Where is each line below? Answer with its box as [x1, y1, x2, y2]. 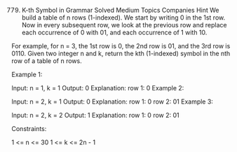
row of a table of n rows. [11, 57, 83, 65]
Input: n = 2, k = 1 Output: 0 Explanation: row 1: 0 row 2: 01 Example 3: [11, 97, 213, 106]
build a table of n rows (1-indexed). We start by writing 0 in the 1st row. [21, 13, 226, 22]
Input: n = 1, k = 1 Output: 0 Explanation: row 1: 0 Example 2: [11, 84, 184, 92]
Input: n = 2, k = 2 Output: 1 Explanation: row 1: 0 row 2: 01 [11, 111, 180, 119]
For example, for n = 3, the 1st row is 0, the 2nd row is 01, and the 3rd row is [11, 42, 231, 50]
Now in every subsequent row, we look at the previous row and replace [21, 21, 227, 29]
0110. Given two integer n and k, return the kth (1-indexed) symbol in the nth [11, 49, 231, 57]
